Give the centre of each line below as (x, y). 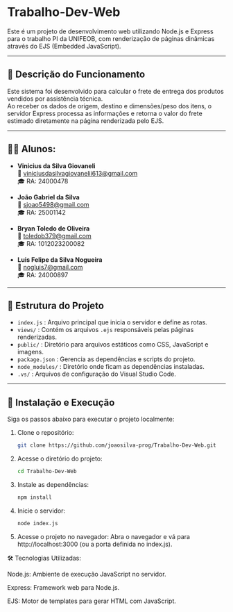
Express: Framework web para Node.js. (63, 587)
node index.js (37, 523)
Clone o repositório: (45, 433)
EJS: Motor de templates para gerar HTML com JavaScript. (92, 601)
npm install (34, 497)
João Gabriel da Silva (48, 197)
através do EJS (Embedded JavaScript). (64, 46)
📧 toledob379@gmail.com (54, 235)
